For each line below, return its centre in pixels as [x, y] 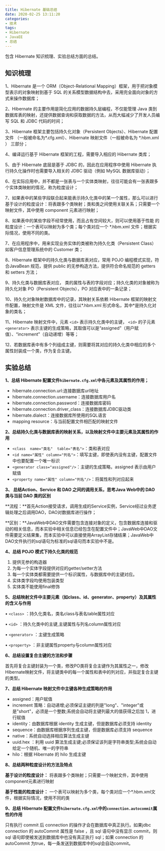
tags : [11, 28]
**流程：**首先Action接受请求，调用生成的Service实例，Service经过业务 [79, 506]
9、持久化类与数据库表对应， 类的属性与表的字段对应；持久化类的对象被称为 [82, 283]
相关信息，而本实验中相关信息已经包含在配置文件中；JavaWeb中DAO [83, 529]
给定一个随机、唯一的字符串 [40, 748]
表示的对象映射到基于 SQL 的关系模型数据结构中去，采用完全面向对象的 [81, 92]
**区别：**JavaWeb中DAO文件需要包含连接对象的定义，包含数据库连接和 [79, 523]
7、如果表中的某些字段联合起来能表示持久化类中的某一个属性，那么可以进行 [82, 198]
